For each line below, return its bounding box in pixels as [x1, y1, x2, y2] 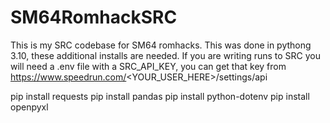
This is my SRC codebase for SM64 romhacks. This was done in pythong [10, 39, 312, 51]
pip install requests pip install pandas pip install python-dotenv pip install [10, 90, 310, 102]
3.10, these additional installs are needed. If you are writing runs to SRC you [10, 49, 322, 61]
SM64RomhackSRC [10, 6, 178, 29]
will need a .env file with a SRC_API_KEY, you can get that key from [10, 60, 287, 72]
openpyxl [10, 101, 49, 113]
